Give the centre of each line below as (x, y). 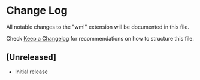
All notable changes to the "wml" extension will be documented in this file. (98, 27)
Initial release (31, 72)
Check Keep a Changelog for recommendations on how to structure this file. (100, 38)
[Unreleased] (31, 57)
